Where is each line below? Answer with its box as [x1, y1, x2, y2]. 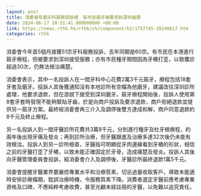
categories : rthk [6, 31, 50, 37]
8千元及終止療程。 [6, 113, 52, 120]
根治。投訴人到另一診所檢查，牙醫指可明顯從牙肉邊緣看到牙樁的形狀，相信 [11, 141, 195, 148]
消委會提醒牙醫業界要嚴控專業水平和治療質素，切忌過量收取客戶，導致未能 [6, 169, 190, 176]
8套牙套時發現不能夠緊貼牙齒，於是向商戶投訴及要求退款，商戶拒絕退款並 [6, 98, 188, 105]
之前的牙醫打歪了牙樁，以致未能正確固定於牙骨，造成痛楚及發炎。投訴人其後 [6, 148, 195, 155]
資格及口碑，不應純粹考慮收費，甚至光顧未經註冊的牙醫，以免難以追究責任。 [6, 183, 195, 191]
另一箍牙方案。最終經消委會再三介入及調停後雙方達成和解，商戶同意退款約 [11, 106, 195, 113]
